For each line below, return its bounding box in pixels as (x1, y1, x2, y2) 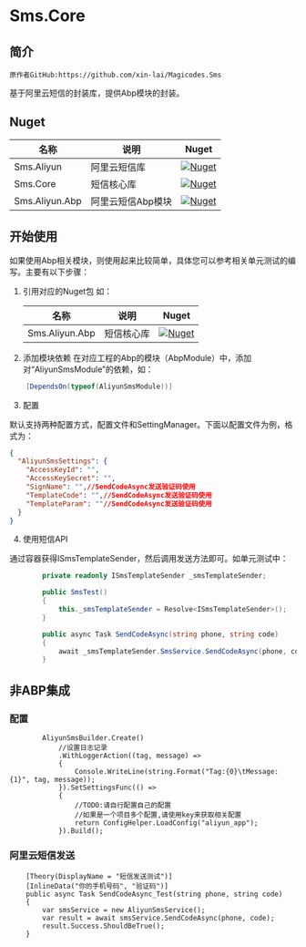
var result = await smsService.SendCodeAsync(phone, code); (42, 913, 275, 923)
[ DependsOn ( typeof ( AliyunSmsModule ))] (25, 382, 173, 391)
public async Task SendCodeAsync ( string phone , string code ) (42, 630, 280, 639)
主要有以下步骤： (25, 266, 89, 277)
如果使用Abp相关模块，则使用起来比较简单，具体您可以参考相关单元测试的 (9, 254, 289, 265)
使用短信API (22, 534, 68, 545)
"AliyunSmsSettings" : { (17, 457, 107, 466)
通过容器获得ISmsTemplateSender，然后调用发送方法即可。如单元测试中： (9, 553, 289, 564)
